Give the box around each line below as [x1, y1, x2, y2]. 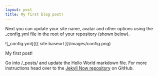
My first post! [5, 50, 33, 56]
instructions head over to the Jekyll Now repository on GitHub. [5, 65, 134, 71]
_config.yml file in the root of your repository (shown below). [5, 31, 130, 37]
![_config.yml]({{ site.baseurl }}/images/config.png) [5, 40, 111, 46]
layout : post [5, 7, 32, 12]
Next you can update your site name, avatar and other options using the [5, 25, 153, 31]
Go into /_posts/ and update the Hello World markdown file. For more [5, 60, 147, 66]
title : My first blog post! [5, 12, 64, 17]
